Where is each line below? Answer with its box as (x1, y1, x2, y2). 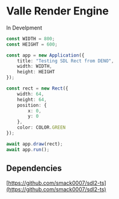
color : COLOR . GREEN (17, 124, 66, 130)
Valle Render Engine (6, 4, 109, 18)
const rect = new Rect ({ (6, 85, 69, 91)
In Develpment (6, 24, 42, 31)
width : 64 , (17, 91, 44, 97)
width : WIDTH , (17, 63, 52, 70)
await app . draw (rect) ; (6, 141, 63, 147)
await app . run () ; (6, 146, 50, 153)
